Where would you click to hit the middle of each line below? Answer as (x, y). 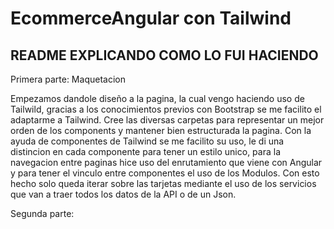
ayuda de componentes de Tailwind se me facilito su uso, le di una (147, 141)
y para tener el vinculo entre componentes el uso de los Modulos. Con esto (165, 173)
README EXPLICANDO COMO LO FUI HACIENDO (164, 55)
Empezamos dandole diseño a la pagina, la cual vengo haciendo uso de (157, 98)
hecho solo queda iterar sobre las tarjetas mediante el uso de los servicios (163, 183)
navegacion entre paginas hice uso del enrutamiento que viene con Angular (166, 162)
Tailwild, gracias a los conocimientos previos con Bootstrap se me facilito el (166, 109)
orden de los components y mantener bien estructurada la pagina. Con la (161, 130)
